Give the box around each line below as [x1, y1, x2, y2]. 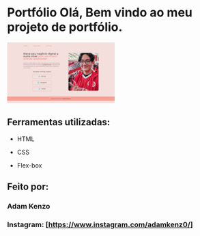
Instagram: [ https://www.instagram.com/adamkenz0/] [7, 220, 193, 229]
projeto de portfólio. [7, 19, 123, 35]
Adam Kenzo [7, 201, 51, 211]
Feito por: [7, 181, 49, 192]
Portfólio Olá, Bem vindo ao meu [7, 5, 192, 21]
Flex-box [16, 161, 42, 169]
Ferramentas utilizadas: [7, 116, 111, 128]
